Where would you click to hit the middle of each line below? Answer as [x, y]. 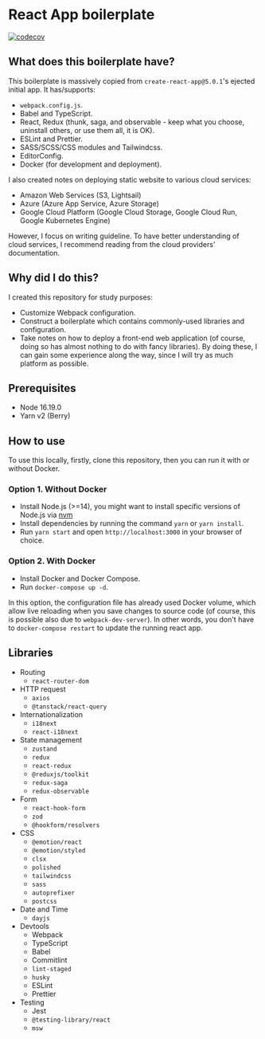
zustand [44, 749]
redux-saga [50, 782]
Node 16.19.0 [41, 407]
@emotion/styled [58, 850]
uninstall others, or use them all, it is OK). [87, 130]
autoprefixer [53, 893]
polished [46, 867]
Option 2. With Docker [52, 561]
